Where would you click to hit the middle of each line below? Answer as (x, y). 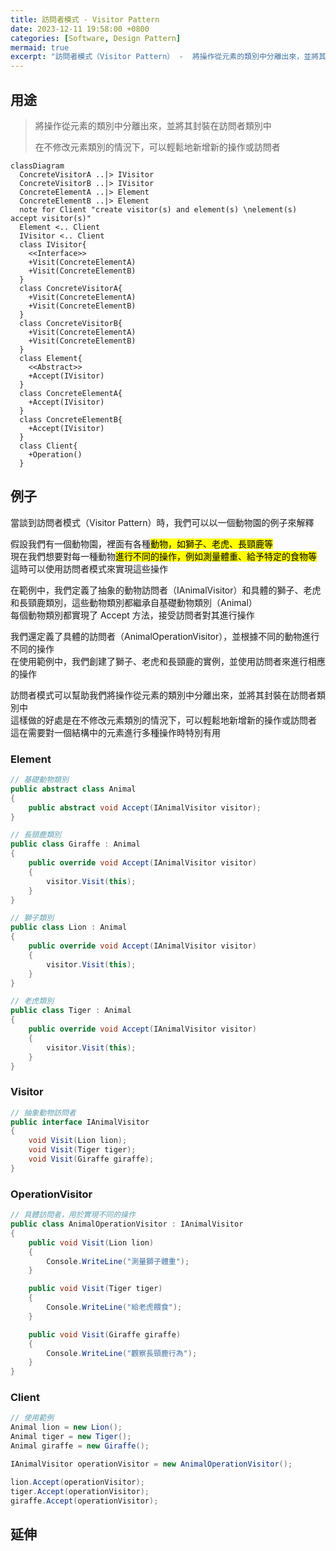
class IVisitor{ (53, 244)
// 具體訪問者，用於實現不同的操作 (73, 1215)
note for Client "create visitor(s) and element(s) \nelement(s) (158, 209)
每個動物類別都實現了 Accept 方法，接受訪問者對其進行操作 (132, 615)
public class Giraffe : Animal (75, 844)
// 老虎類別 (32, 1001)
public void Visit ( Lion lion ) (91, 1242)
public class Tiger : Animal (71, 1011)
